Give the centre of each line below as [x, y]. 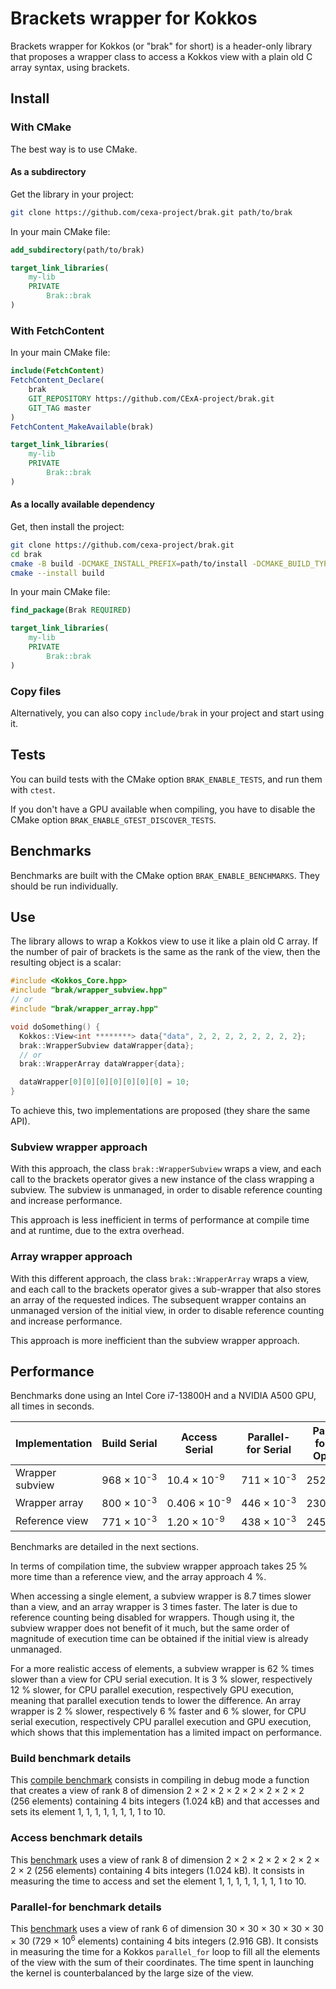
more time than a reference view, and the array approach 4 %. [138, 1577]
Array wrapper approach [71, 1257]
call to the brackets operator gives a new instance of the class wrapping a [162, 1179]
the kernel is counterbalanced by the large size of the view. [132, 1973]
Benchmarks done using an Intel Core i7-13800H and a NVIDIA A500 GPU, [163, 1396]
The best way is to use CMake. [74, 149]
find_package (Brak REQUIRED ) [71, 610]
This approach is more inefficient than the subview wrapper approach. [155, 1340]
